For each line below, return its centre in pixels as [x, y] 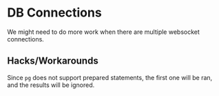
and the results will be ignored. [51, 85]
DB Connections [54, 13]
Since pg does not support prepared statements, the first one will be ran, [110, 77]
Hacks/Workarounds [53, 61]
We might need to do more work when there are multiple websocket [103, 32]
